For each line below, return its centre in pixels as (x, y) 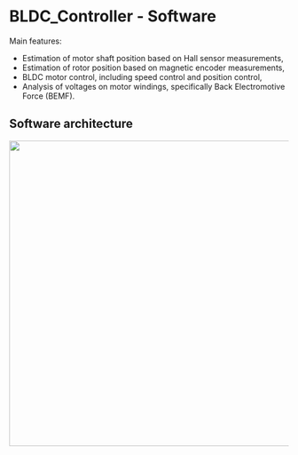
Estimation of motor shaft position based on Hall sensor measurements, (153, 58)
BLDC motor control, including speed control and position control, (142, 76)
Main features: (35, 41)
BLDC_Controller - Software (113, 16)
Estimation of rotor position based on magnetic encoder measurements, (153, 68)
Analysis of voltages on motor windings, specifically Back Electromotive (153, 86)
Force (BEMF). (48, 96)
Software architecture (71, 124)
